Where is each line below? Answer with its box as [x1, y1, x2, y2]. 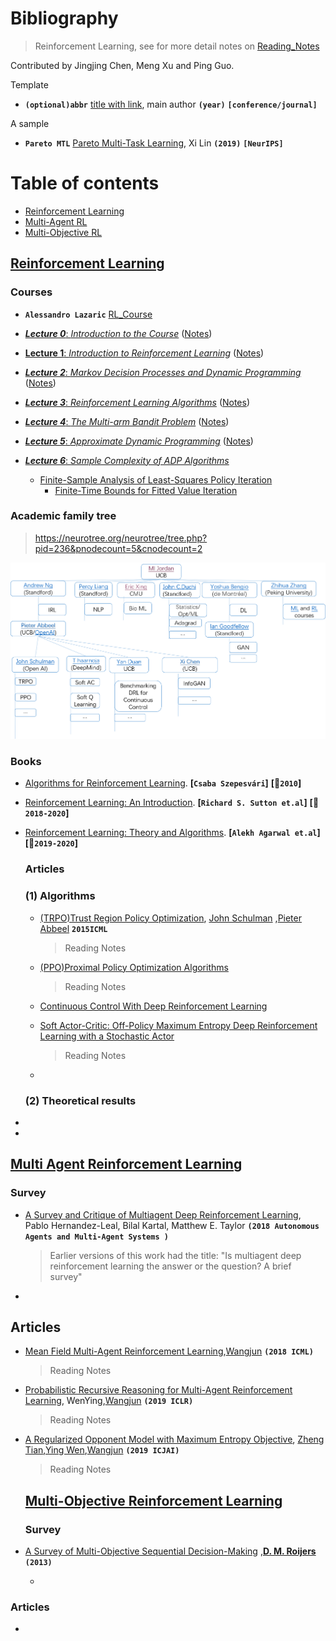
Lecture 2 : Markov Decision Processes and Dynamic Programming [24, 366, 302, 378]
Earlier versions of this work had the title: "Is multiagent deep [49, 1249, 302, 1261]
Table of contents [10, 172, 160, 195]
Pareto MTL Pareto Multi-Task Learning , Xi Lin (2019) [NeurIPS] [24, 137, 284, 149]
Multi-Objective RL [24, 226, 103, 238]
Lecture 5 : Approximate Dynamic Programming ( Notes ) [24, 435, 254, 447]
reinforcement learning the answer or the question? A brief [49, 1260, 292, 1272]
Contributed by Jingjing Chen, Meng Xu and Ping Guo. [10, 59, 235, 71]
